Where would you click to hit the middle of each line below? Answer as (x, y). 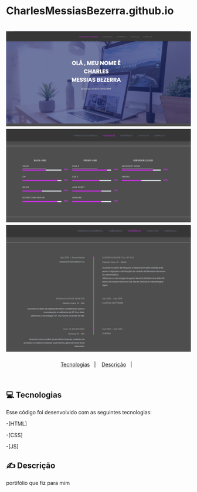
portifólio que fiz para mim (38, 483)
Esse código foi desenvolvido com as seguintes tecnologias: (79, 412)
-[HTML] (17, 423)
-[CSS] (14, 435)
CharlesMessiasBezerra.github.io (90, 11)
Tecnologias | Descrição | (96, 365)
